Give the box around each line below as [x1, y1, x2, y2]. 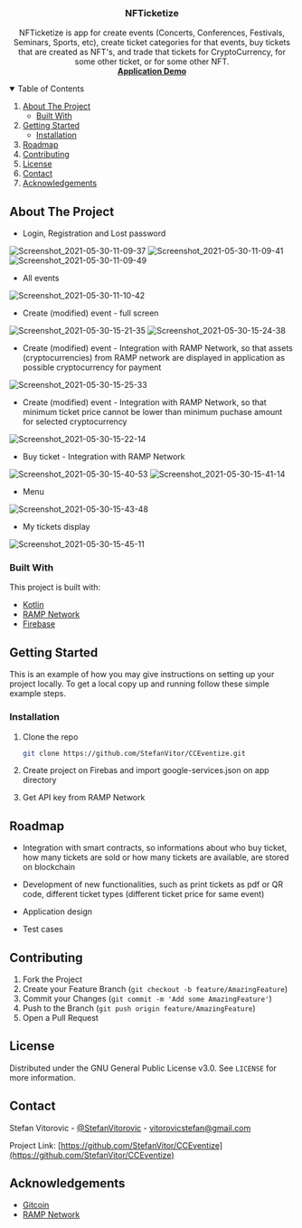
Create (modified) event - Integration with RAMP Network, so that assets [22, 343, 294, 354]
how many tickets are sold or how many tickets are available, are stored [22, 852, 289, 863]
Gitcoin [22, 1200, 50, 1211]
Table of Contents [17, 83, 84, 94]
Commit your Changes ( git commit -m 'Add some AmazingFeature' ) [22, 993, 273, 1005]
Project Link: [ [9, 1139, 61, 1150]
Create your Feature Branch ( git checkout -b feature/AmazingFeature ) [22, 984, 288, 995]
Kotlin [22, 600, 44, 610]
